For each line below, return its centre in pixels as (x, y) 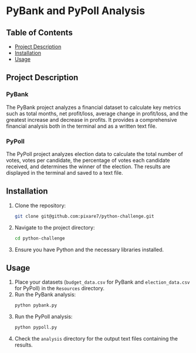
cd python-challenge (40, 238)
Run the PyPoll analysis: (43, 317)
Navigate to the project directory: (55, 227)
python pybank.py (36, 305)
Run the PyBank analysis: (45, 295)
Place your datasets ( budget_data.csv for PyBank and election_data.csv (102, 282)
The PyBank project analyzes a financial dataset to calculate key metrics (94, 107)
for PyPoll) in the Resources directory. (59, 288)
